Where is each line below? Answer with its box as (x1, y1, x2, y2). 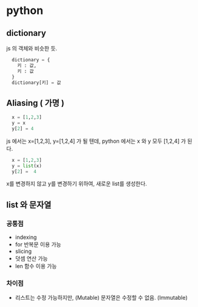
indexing (15, 233, 37, 241)
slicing (15, 247, 32, 255)
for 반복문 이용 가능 (15, 241, 62, 248)
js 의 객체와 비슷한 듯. (6, 45, 58, 52)
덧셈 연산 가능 (15, 255, 48, 262)
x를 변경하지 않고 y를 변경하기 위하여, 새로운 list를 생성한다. (6, 180, 148, 187)
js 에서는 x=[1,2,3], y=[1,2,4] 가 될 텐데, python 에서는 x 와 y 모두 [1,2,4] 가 (6, 137, 186, 145)
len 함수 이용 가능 (15, 263, 57, 270)
